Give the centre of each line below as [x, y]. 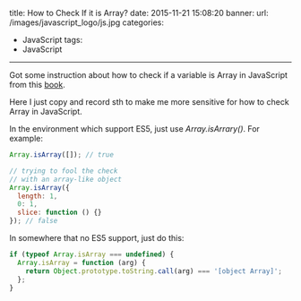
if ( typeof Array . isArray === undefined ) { [92, 254]
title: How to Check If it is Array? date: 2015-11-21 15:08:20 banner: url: [139, 13]
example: [26, 138]
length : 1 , [38, 196]
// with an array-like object [66, 179]
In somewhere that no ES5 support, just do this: [97, 238]
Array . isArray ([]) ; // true [62, 155]
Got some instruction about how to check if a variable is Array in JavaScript [149, 75]
